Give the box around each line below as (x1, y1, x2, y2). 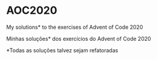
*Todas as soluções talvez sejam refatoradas (6, 46, 119, 54)
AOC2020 (6, 4, 58, 17)
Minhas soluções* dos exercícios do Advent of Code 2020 (6, 35, 152, 42)
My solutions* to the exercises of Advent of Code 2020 (6, 23, 143, 31)
